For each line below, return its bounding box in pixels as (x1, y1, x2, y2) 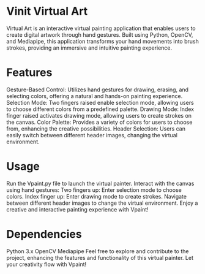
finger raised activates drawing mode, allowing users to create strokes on (6, 112, 192, 119)
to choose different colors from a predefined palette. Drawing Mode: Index (6, 105, 195, 113)
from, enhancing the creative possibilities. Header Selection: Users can (6, 124, 185, 132)
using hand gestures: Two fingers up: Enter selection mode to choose (6, 186, 182, 194)
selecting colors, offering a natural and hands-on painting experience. (6, 92, 183, 99)
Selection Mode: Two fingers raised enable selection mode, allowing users (6, 99, 194, 106)
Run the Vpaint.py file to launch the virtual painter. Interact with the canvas (6, 180, 195, 187)
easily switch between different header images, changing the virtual (6, 131, 177, 139)
